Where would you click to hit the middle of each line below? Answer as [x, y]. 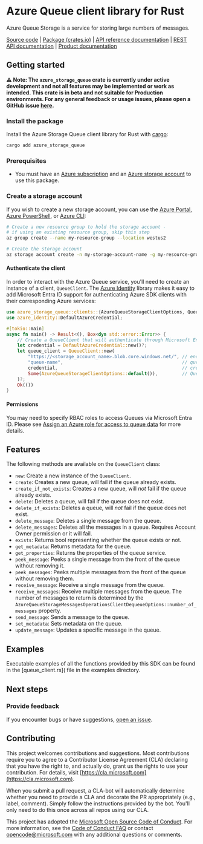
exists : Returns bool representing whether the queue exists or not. [98, 540]
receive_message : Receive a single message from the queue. [90, 585]
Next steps [27, 689]
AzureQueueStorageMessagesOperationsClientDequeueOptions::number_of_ [106, 605]
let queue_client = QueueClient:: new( [66, 351]
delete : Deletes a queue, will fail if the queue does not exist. [90, 502]
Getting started [36, 65]
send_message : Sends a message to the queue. [72, 617]
